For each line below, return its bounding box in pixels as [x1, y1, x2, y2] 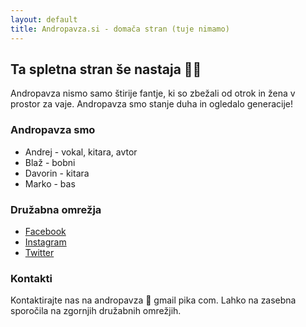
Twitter [24, 246, 55, 258]
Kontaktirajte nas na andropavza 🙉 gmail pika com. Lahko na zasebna [10, 294, 297, 306]
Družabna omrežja [10, 202, 102, 216]
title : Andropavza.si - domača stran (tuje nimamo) [10, 24, 230, 34]
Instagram [24, 236, 67, 248]
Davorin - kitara [24, 167, 90, 179]
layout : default [10, 14, 78, 25]
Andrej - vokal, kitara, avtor [24, 146, 138, 158]
